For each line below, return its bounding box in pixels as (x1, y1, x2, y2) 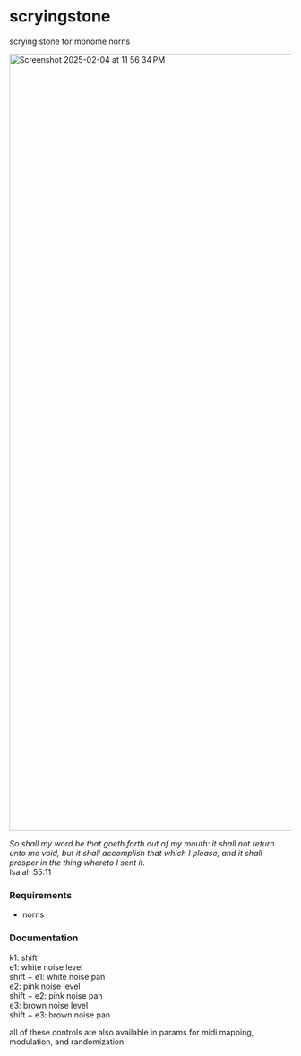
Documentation (9, 932, 79, 944)
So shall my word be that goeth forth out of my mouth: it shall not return (9, 837, 275, 848)
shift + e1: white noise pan (9, 971, 106, 982)
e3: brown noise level (9, 1000, 89, 1010)
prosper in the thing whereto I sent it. (9, 857, 146, 868)
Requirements (9, 889, 73, 901)
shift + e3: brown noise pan (9, 1009, 111, 1020)
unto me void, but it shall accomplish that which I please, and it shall (9, 847, 262, 858)
